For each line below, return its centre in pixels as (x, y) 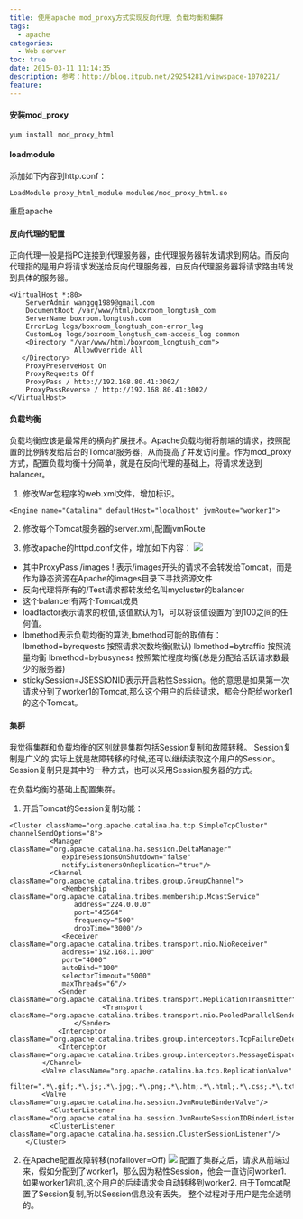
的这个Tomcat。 (52, 703)
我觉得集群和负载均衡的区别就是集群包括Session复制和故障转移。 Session (147, 747)
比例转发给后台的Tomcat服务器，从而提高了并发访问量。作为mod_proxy (158, 452)
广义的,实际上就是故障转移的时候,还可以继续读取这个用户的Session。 (153, 758)
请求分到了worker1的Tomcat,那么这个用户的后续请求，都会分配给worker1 (157, 692)
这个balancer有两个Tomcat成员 (80, 601)
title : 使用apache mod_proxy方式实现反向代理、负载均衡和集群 (116, 18)
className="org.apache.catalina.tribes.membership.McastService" (134, 896)
